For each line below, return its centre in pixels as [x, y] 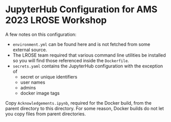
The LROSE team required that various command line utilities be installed [89, 55]
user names [33, 82]
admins [28, 87]
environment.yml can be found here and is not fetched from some [81, 44]
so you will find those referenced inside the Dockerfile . [71, 60]
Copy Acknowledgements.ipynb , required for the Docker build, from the [78, 103]
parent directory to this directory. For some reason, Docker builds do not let [85, 108]
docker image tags [40, 93]
